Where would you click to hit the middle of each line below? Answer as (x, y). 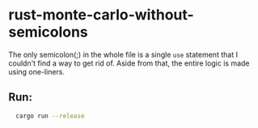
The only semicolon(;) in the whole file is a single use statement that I (123, 54)
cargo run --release (50, 116)
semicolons (49, 32)
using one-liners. (37, 71)
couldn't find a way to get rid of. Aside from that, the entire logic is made (129, 63)
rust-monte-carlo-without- (101, 15)
